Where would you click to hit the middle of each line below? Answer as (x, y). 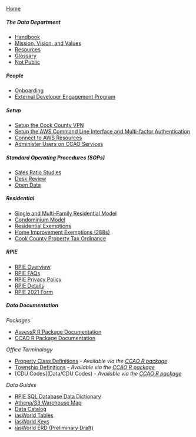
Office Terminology (29, 349)
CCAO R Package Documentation (55, 338)
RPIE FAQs (27, 273)
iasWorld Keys (32, 421)
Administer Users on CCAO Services (59, 144)
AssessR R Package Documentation (58, 332)
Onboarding (29, 90)
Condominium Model (40, 219)
